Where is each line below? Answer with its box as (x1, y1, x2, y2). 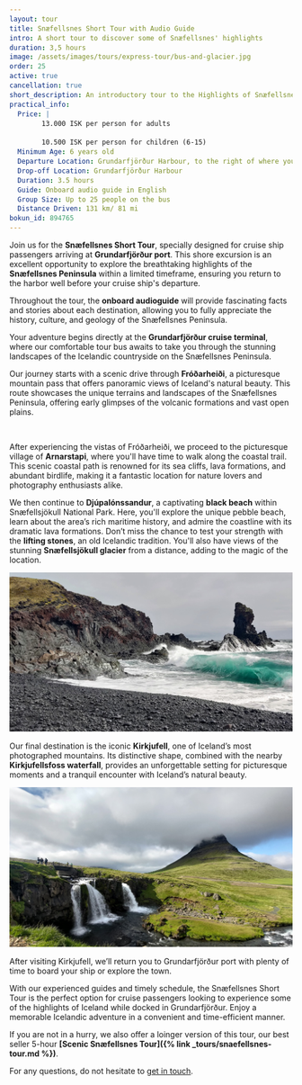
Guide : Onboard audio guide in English (17, 185, 167, 194)
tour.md (9, 1048, 40, 1059)
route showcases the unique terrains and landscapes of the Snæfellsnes (9, 388, 277, 398)
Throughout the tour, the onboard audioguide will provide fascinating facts (9, 295, 288, 306)
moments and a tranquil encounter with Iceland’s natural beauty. (9, 769, 247, 780)
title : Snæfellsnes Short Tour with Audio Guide (9, 23, 195, 33)
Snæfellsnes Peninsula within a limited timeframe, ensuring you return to (9, 268, 281, 279)
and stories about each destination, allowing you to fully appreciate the (9, 305, 272, 315)
